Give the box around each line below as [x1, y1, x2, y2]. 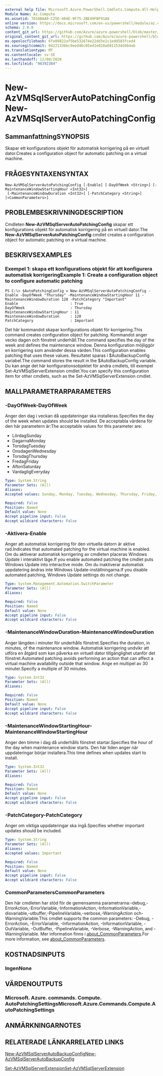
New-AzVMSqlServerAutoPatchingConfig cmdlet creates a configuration [5, 232, 154, 237]
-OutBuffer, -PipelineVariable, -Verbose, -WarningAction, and [31, 926, 153, 932]
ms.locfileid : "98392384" [5, 61, 57, 66]
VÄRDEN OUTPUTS [5, 980, 63, 988]
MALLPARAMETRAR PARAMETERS [5, 387, 112, 396]
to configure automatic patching [5, 278, 83, 285]
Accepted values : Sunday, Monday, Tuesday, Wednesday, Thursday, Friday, [5, 491, 158, 497]
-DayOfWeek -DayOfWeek [5, 402, 67, 408]
